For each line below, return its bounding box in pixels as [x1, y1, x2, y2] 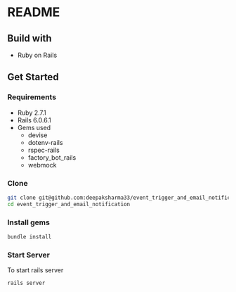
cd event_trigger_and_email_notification [7, 201, 131, 208]
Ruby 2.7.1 [17, 108, 47, 117]
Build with [7, 32, 52, 44]
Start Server [7, 250, 51, 260]
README [7, 4, 60, 20]
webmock [27, 160, 57, 169]
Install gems [7, 217, 51, 227]
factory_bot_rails [27, 153, 77, 162]
